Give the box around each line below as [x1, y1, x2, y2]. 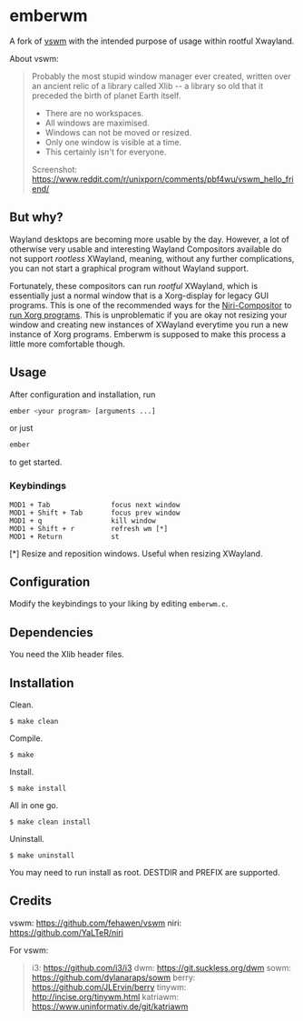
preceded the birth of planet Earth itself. [31, 90, 181, 101]
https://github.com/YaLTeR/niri [9, 926, 124, 937]
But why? [9, 210, 64, 225]
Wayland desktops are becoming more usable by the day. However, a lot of [9, 234, 290, 245]
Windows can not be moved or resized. [44, 126, 192, 137]
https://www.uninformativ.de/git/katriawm [31, 1001, 189, 1012]
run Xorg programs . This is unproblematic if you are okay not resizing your [9, 309, 288, 320]
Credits [9, 893, 53, 909]
